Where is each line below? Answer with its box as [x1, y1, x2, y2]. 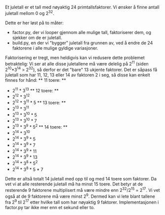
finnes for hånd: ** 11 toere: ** [5, 77, 66, 83]
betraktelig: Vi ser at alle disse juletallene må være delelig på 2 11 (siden [5, 60, 149, 67]
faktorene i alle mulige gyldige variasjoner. [12, 45, 99, 51]
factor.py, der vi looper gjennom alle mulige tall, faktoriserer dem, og [12, 29, 152, 35]
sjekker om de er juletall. [12, 35, 63, 40]
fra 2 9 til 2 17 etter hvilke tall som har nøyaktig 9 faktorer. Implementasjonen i [5, 198, 159, 205]
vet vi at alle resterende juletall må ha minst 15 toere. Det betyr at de [5, 181, 143, 187]
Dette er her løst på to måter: [5, 20, 64, 26]
